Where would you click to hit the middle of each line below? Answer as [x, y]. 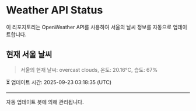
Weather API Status [55, 10]
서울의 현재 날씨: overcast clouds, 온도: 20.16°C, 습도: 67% [89, 70]
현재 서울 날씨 [29, 55]
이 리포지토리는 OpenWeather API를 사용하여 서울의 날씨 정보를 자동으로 [89, 27]
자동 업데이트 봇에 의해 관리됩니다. [45, 102]
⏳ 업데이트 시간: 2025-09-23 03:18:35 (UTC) [59, 82]
